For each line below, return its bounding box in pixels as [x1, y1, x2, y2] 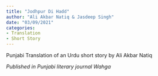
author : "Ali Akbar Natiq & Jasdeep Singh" [6, 14, 115, 20]
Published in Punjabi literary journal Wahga [6, 63, 111, 70]
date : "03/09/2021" [6, 19, 54, 25]
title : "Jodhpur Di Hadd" [6, 8, 69, 15]
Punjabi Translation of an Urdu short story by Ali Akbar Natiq [6, 52, 153, 58]
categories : [6, 25, 35, 31]
